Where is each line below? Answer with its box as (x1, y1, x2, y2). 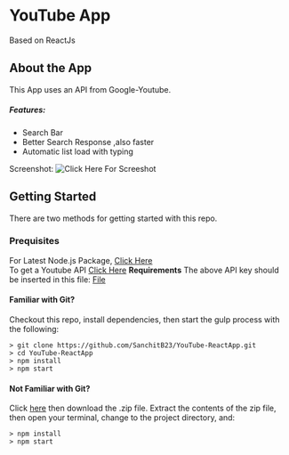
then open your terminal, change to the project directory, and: (9, 412, 236, 423)
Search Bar (21, 126, 64, 138)
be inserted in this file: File (9, 273, 106, 285)
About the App (9, 61, 92, 76)
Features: (9, 104, 46, 116)
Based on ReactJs (9, 35, 76, 45)
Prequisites (9, 235, 60, 248)
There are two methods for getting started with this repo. (9, 213, 218, 223)
